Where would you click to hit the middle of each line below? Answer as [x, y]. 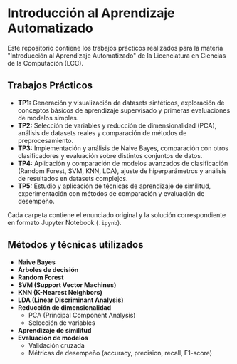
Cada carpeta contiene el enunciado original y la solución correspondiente [117, 214]
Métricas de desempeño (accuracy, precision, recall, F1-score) [120, 353]
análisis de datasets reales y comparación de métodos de [102, 132]
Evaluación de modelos [53, 338]
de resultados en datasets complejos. [73, 178]
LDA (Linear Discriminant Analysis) [70, 300]
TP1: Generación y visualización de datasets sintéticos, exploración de [121, 103]
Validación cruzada [57, 345]
